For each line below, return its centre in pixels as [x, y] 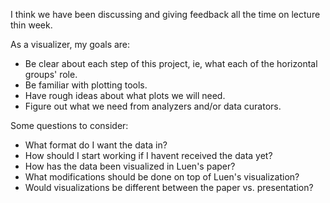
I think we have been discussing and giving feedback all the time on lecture [165, 14]
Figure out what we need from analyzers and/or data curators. [153, 106]
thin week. [31, 25]
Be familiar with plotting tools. [86, 85]
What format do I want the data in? [96, 145]
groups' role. [51, 74]
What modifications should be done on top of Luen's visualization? [162, 177]
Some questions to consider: [69, 125]
